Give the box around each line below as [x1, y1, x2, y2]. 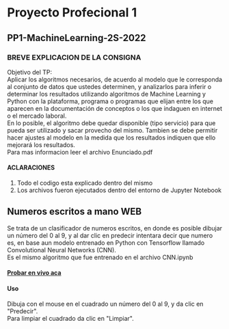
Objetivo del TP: [7, 68, 53, 76]
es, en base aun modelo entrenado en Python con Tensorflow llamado [7, 238, 205, 247]
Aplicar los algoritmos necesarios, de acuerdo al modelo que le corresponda [7, 75, 223, 83]
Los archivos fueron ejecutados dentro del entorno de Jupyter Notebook [16, 186, 222, 194]
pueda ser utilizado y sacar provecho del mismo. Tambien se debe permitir [7, 126, 218, 134]
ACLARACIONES [7, 163, 55, 172]
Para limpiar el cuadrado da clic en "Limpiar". [7, 314, 135, 322]
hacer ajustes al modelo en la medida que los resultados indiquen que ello [7, 133, 216, 142]
